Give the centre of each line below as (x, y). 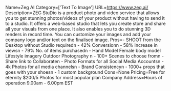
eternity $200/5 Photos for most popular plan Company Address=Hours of (84, 78)
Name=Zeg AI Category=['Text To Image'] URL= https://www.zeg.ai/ (77, 7)
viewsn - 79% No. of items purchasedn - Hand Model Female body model (83, 51)
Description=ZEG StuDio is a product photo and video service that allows (82, 13)
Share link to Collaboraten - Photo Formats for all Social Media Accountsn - (84, 61)
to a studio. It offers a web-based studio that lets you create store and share (85, 23)
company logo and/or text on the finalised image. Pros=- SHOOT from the (83, 40)
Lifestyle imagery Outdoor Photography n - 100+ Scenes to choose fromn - (84, 56)
